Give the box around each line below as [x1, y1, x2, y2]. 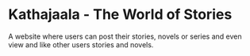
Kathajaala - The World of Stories [8, 6, 233, 24]
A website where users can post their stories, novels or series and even [8, 32, 242, 41]
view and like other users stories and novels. [8, 39, 154, 49]
